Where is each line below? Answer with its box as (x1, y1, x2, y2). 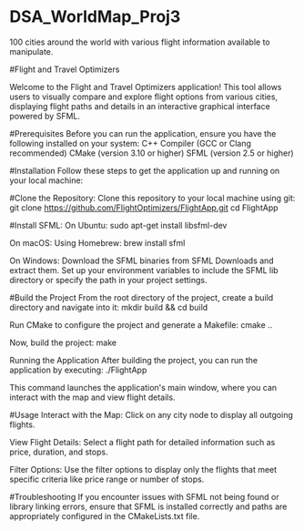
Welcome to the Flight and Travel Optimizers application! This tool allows (9, 81, 282, 92)
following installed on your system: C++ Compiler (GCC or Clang (9, 138, 252, 148)
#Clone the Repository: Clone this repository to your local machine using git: (9, 192, 296, 203)
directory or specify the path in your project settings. (9, 274, 208, 285)
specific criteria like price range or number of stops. (9, 474, 205, 485)
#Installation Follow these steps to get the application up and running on (9, 165, 280, 176)
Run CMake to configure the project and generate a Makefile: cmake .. (9, 319, 273, 330)
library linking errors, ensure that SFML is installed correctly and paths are (9, 501, 288, 512)
